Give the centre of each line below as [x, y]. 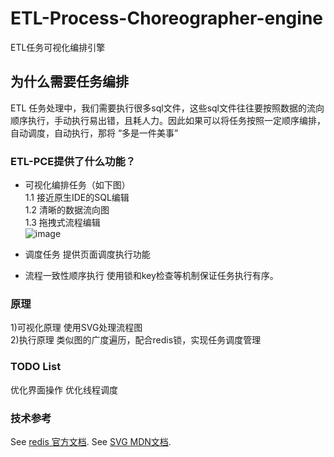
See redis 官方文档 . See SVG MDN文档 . [91, 441]
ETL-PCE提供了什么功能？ [73, 161]
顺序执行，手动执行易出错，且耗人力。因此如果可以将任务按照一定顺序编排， [168, 120]
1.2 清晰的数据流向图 [67, 210]
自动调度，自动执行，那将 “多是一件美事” [94, 133]
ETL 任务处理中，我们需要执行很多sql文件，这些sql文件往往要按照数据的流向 [167, 108]
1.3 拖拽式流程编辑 [62, 223]
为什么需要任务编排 [69, 82]
